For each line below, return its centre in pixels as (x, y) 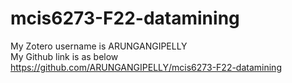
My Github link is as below (64, 56)
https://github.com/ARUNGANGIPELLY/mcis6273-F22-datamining (146, 67)
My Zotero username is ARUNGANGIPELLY (99, 46)
